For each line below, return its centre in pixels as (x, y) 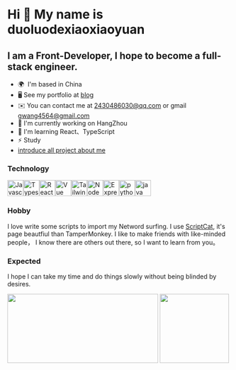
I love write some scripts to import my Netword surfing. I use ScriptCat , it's (116, 226)
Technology (28, 168)
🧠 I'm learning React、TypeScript (66, 131)
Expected (24, 261)
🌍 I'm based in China (50, 84)
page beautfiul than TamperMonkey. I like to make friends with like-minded (117, 234)
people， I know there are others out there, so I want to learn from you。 (113, 242)
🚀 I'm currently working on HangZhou (72, 123)
